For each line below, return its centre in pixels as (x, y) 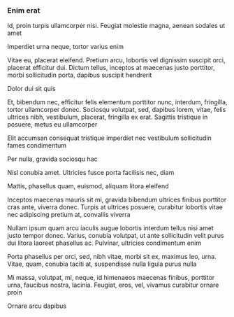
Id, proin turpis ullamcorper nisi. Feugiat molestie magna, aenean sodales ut (116, 26)
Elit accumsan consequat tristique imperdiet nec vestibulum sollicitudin (109, 138)
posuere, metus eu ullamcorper (52, 125)
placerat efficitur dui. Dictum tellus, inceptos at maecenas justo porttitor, (111, 68)
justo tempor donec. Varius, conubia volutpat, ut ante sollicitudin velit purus (116, 236)
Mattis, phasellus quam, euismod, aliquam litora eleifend (88, 186)
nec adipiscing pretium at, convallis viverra (69, 215)
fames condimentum (37, 146)
